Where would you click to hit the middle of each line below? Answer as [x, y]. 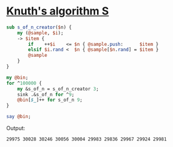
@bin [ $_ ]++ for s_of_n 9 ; [50, 100]
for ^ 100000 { [24, 83]
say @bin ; [19, 117]
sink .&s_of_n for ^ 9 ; [46, 94]
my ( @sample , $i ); [40, 33]
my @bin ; [17, 77]
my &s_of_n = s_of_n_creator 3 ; [58, 89]
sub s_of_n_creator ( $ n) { [39, 27]
